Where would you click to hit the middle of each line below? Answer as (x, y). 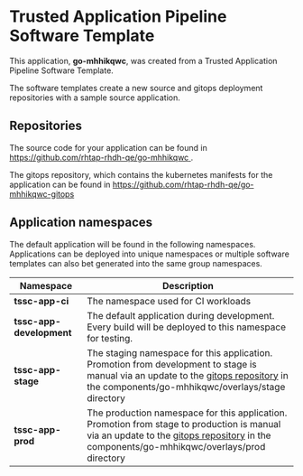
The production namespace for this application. (187, 413)
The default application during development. (181, 315)
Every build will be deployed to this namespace (187, 327)
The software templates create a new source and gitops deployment (136, 88)
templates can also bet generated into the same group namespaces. (136, 263)
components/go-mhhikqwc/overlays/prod (176, 446)
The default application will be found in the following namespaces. (133, 244)
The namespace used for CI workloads (169, 301)
